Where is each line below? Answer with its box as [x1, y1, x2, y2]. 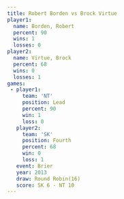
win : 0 [22, 150, 41, 157]
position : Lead [22, 99, 66, 106]
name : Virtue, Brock [13, 55, 72, 62]
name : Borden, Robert [13, 23, 75, 29]
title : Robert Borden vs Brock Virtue [7, 10, 117, 17]
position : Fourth [22, 137, 72, 144]
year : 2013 [16, 169, 48, 176]
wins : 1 [13, 36, 35, 42]
